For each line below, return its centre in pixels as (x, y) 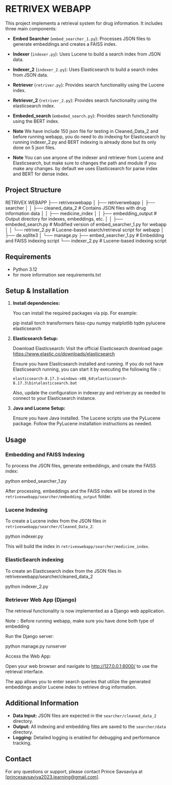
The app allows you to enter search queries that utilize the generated (78, 681)
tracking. (22, 743)
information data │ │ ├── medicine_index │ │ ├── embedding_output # (81, 213)
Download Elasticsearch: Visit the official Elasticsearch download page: (88, 349)
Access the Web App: (28, 656)
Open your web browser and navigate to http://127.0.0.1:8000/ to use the (81, 666)
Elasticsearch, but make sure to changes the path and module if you (84, 163)
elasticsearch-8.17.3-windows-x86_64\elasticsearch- (70, 379)
